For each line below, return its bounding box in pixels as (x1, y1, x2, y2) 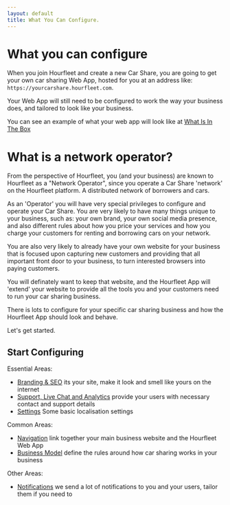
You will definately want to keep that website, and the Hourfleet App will (7, 278, 211, 286)
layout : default (7, 10, 54, 17)
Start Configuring (7, 346, 84, 358)
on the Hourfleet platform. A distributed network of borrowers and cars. (7, 187, 210, 195)
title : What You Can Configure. (7, 17, 100, 23)
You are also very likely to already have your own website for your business (7, 243, 221, 251)
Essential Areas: (7, 364, 53, 373)
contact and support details (16, 400, 95, 409)
